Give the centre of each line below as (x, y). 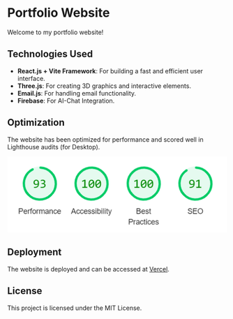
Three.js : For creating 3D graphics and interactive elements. (104, 86)
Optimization (36, 123)
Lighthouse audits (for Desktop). (54, 147)
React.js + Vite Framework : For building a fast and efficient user (110, 71)
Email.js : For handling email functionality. (77, 93)
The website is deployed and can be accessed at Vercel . (88, 269)
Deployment (35, 252)
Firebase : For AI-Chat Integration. (66, 101)
